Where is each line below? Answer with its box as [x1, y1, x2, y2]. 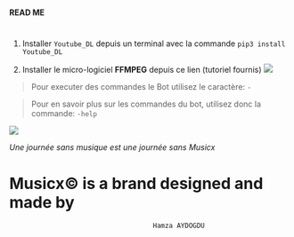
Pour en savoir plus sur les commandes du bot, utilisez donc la [30, 99, 261, 109]
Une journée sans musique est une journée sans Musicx [9, 142, 216, 153]
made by [9, 192, 75, 212]
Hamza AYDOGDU [152, 221, 205, 231]
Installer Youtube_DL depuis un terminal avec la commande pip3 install [21, 38, 286, 49]
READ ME [9, 7, 45, 18]
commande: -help [30, 108, 98, 119]
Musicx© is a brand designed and [9, 173, 264, 194]
